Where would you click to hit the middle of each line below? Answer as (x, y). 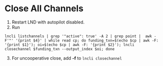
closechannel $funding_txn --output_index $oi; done (60, 49)
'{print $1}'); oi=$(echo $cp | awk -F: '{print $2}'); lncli (69, 44)
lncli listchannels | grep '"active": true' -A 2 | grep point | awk (78, 36)
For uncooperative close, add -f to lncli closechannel (67, 58)
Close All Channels (44, 9)
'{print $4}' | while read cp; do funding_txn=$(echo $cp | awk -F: (87, 40)
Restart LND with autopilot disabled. (48, 22)
